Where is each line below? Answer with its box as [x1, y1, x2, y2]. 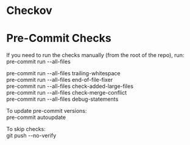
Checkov [6, 4, 53, 18]
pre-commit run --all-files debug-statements [6, 95, 119, 103]
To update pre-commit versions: [6, 107, 87, 115]
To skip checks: [6, 126, 46, 133]
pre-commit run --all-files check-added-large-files [6, 83, 134, 90]
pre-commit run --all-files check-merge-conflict [6, 89, 127, 96]
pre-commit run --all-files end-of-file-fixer [6, 76, 113, 84]
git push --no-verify [6, 132, 57, 140]
